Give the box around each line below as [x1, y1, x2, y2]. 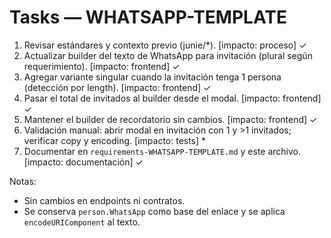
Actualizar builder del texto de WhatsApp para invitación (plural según [23, 49, 313, 61]
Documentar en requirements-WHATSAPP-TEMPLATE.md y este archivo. [23, 145, 302, 157]
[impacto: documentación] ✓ [23, 156, 144, 168]
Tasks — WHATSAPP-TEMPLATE [9, 6, 288, 29]
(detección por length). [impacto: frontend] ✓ [23, 81, 212, 93]
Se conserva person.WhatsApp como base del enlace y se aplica [23, 205, 286, 217]
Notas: [9, 175, 37, 187]
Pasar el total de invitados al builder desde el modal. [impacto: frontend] [23, 92, 322, 104]
